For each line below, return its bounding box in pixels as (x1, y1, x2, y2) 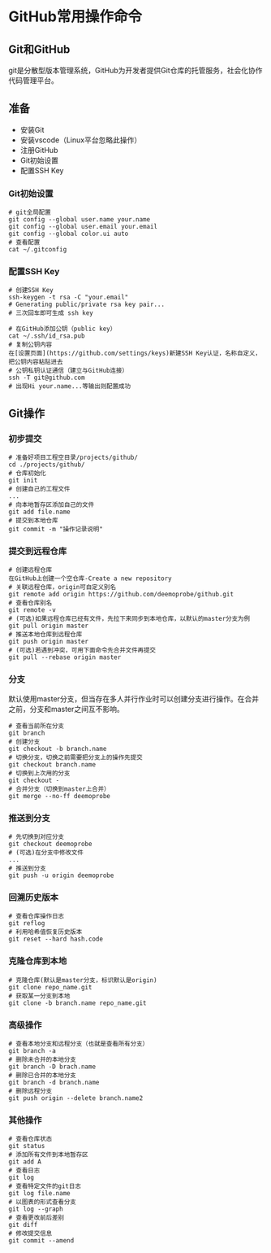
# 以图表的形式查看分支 (8, 1198, 77, 1207)
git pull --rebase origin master (8, 653, 122, 661)
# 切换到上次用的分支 (8, 769, 71, 777)
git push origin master (8, 638, 89, 646)
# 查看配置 (8, 238, 41, 247)
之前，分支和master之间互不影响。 (8, 704, 124, 714)
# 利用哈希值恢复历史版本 (8, 928, 83, 936)
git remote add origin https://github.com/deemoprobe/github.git (8, 591, 234, 599)
